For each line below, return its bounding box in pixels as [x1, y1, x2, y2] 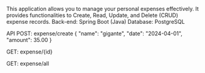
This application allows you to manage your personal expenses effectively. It [6, 5, 199, 12]
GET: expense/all [6, 60, 50, 67]
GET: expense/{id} [6, 48, 53, 55]
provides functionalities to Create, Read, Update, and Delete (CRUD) [6, 12, 179, 19]
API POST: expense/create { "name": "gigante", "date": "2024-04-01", [6, 30, 182, 37]
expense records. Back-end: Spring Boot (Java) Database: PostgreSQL [6, 18, 185, 25]
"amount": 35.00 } [6, 36, 52, 43]
